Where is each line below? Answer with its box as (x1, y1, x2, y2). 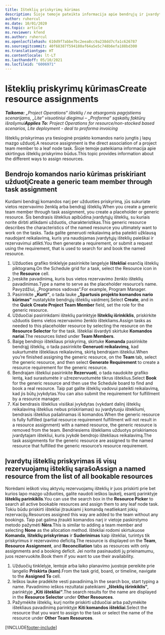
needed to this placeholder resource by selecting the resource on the (12, 323, 153, 329)
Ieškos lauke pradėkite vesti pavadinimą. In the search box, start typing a (12, 578, 159, 584)
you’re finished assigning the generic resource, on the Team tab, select (12, 354, 157, 360)
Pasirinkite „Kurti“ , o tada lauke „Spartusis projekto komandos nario (12, 291, 153, 297)
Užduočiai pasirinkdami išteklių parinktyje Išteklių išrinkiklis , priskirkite (12, 312, 157, 318)
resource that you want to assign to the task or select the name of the (12, 609, 153, 615)
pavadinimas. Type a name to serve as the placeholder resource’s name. (12, 281, 158, 287)
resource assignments (5, 94, 99, 105)
